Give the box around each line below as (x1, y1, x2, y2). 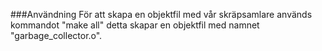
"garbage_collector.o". (10, 30, 103, 41)
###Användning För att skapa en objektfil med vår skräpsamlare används (10, 9, 313, 20)
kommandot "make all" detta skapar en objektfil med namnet (10, 19, 260, 31)
